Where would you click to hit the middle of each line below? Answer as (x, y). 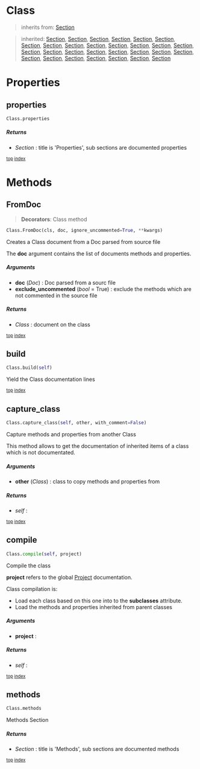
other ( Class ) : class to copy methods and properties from (87, 481)
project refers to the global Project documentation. (69, 577)
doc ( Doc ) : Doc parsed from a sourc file (65, 282)
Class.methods (24, 709)
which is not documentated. (41, 452)
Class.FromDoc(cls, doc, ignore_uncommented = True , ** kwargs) (85, 230)
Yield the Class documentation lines (51, 379)
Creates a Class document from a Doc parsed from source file (83, 241)
